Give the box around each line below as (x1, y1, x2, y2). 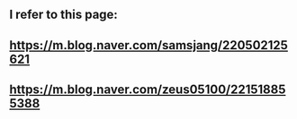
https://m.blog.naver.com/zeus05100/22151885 (9, 82, 286, 98)
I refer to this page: (9, 7, 119, 22)
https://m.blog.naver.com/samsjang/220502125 (9, 38, 288, 53)
